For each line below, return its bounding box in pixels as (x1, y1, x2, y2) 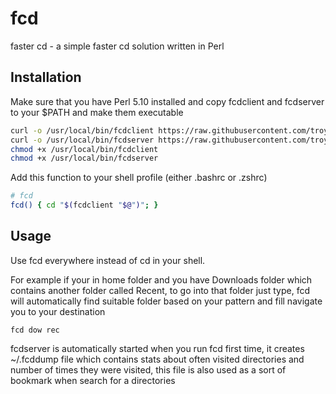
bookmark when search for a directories (10, 374, 176, 386)
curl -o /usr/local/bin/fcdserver (10, 135, 155, 145)
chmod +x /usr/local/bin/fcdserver (10, 153, 159, 164)
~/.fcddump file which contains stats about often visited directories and (10, 353, 305, 365)
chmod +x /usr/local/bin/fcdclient (10, 144, 159, 154)
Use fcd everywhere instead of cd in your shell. (10, 254, 206, 266)
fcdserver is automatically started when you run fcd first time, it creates (10, 342, 305, 354)
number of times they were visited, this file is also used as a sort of (10, 363, 287, 376)
